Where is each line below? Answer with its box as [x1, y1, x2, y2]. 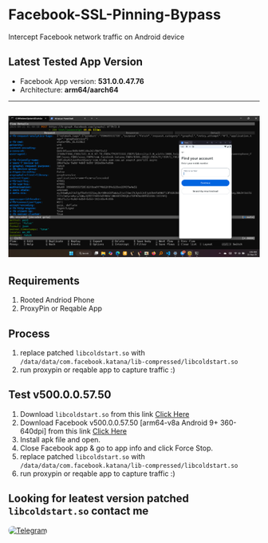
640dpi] [19, 426, 46, 436]
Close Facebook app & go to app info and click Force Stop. [19, 443, 214, 453]
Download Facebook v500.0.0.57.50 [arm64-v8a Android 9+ [19, 418, 219, 427]
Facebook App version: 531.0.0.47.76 [19, 76, 145, 85]
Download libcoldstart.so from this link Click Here [19, 409, 190, 418]
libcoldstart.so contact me [8, 505, 149, 518]
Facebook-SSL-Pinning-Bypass [8, 6, 222, 24]
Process [8, 327, 50, 340]
